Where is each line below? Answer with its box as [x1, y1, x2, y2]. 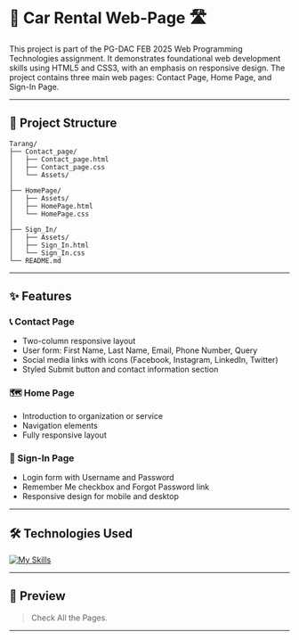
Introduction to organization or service [21, 410, 163, 421]
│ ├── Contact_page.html [9, 154, 109, 164]
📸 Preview [9, 588, 66, 603]
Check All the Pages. [30, 612, 109, 623]
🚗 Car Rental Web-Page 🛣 [9, 8, 207, 29]
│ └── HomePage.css [9, 209, 90, 218]
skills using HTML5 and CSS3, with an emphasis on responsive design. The [9, 62, 286, 73]
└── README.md [9, 256, 62, 265]
